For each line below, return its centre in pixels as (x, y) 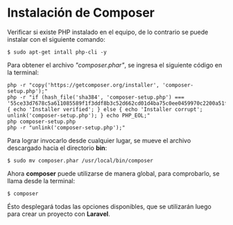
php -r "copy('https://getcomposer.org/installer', (83, 85)
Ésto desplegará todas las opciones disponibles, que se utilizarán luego (109, 206)
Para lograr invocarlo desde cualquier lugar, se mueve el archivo (99, 140)
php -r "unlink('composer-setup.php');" (67, 127)
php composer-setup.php (42, 122)
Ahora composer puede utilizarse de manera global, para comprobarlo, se (113, 173)
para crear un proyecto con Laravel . (59, 214)
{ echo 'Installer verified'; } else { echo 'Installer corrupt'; (105, 109)
